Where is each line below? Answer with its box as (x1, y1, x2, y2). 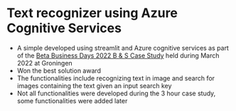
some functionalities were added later (16, 96, 128, 105)
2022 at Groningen (16, 58, 73, 67)
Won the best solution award (16, 66, 101, 75)
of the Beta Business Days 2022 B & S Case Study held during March (16, 51, 220, 60)
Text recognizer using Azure (6, 5, 178, 21)
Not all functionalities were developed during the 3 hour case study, (16, 89, 216, 97)
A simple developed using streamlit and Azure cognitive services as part (16, 43, 229, 52)
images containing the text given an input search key (16, 81, 172, 90)
